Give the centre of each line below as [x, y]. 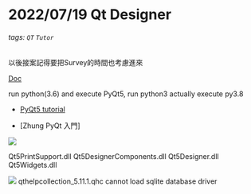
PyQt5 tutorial [42, 110]
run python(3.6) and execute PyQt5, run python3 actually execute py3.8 [126, 94]
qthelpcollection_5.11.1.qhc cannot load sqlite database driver [118, 181]
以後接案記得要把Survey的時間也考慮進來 [76, 63]
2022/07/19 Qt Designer [90, 15]
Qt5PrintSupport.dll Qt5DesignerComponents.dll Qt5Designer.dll [114, 157]
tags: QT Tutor [31, 37]
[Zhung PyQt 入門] [50, 126]
